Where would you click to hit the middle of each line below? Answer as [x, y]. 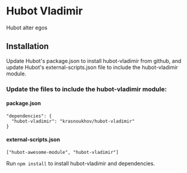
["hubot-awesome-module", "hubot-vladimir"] [62, 153]
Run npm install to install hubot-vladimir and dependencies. [81, 163]
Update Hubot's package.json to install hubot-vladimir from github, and [94, 60]
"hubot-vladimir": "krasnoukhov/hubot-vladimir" [73, 121]
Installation [27, 46]
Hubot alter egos [27, 28]
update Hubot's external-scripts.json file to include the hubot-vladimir [92, 67]
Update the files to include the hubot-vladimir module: [87, 89]
